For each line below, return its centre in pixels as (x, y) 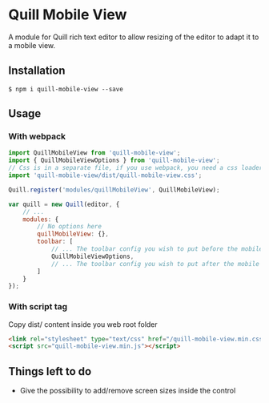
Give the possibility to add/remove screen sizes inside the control (128, 391)
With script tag (38, 307)
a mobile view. (32, 45)
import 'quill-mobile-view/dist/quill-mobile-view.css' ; (105, 175)
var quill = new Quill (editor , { (64, 204)
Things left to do (50, 371)
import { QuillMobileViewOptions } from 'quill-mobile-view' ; (114, 161)
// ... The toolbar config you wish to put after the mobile (155, 264)
